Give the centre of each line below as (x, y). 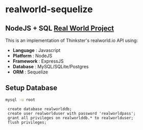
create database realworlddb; (40, 109)
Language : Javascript (36, 50)
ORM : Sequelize (30, 72)
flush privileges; (27, 122)
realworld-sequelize (49, 9)
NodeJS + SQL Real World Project (60, 28)
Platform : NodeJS (32, 56)
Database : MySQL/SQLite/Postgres (51, 67)
